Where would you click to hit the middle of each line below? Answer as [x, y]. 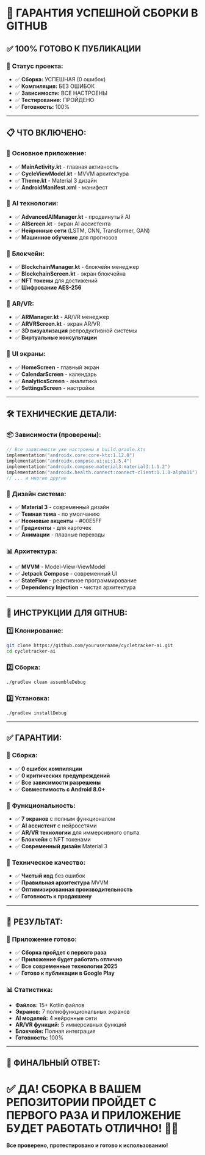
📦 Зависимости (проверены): [54, 435]
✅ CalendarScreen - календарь [56, 374]
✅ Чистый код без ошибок [50, 876]
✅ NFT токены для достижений [56, 280]
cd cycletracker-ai [31, 651]
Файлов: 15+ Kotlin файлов [50, 1005]
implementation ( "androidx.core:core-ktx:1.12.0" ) [71, 455]
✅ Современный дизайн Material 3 [61, 846]
